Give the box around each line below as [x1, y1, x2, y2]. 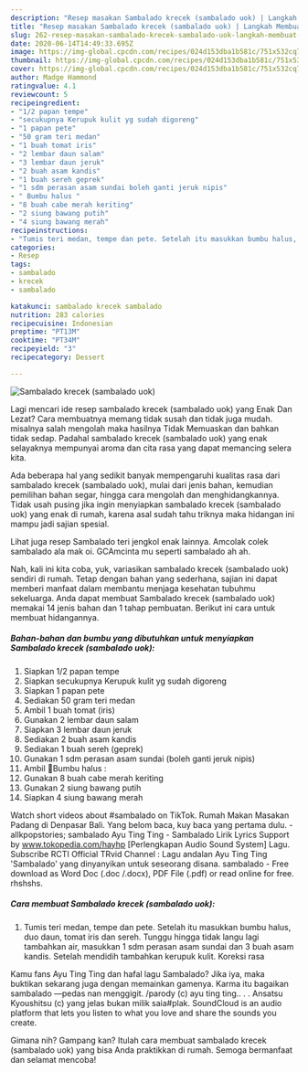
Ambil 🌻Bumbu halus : [23, 762, 107, 773]
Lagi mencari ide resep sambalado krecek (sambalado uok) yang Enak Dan [10, 403, 292, 414]
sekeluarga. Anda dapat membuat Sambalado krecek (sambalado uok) [10, 592, 276, 603]
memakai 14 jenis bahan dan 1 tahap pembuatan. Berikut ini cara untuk [10, 602, 276, 613]
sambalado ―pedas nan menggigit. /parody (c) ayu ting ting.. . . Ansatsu [10, 988, 283, 999]
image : [10, 48, 36, 57]
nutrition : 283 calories [10, 310, 105, 320]
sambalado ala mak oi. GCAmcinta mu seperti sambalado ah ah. [10, 546, 250, 557]
